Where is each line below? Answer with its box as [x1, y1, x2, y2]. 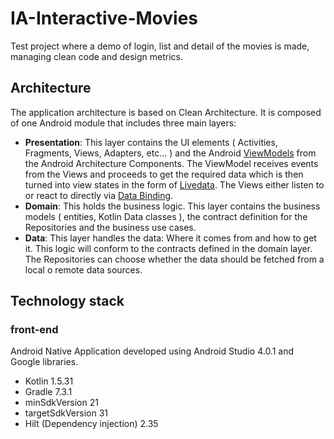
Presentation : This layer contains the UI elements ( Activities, [24, 136, 278, 148]
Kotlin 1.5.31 [24, 375, 74, 387]
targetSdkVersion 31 [24, 407, 109, 419]
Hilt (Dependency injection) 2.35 [24, 418, 159, 430]
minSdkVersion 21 [24, 397, 99, 409]
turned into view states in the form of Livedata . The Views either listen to [24, 178, 325, 191]
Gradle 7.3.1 [24, 386, 73, 398]
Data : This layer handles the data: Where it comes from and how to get [24, 232, 317, 244]
